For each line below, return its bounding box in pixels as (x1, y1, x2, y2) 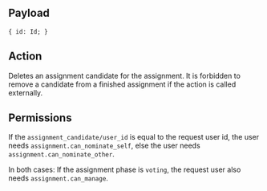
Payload (8, 6, 51, 20)
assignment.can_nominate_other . (8, 149, 115, 159)
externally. (8, 87, 43, 97)
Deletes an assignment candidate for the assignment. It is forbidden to (8, 71, 241, 80)
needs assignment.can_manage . (8, 173, 108, 183)
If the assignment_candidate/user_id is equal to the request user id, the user (8, 132, 260, 142)
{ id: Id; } (8, 27, 48, 35)
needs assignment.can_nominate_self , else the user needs (8, 140, 200, 151)
